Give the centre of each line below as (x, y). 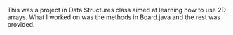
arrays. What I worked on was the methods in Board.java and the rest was (114, 17)
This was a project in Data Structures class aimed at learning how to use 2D (117, 10)
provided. (21, 24)
